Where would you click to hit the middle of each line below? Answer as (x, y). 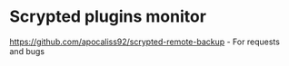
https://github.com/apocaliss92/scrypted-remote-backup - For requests (144, 42)
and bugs (27, 51)
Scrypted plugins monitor (108, 17)
